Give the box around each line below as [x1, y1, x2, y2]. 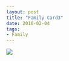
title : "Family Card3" [6, 15, 64, 21]
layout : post [6, 9, 39, 15]
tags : [6, 26, 20, 32]
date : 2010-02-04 [6, 20, 50, 26]
